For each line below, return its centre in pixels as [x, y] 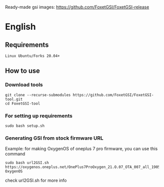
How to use [22, 71]
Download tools [24, 85]
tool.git [14, 99]
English [20, 27]
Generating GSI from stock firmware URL [54, 138]
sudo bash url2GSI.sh [27, 163]
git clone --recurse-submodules [38, 95]
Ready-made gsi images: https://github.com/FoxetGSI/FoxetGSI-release [77, 7]
